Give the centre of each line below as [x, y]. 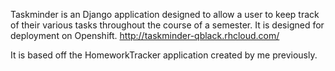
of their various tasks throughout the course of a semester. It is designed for [167, 25]
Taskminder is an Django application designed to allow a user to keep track [165, 14]
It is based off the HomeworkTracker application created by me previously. [164, 55]
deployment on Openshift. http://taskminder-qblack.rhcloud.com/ [145, 35]
